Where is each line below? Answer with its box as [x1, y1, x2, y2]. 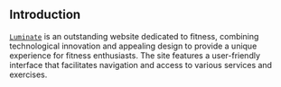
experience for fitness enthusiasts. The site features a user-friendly [9, 49, 260, 61]
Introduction [9, 7, 81, 22]
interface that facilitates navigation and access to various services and [9, 59, 273, 70]
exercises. [9, 69, 48, 80]
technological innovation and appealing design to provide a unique [9, 40, 258, 51]
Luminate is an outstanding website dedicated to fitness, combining [9, 30, 259, 41]
